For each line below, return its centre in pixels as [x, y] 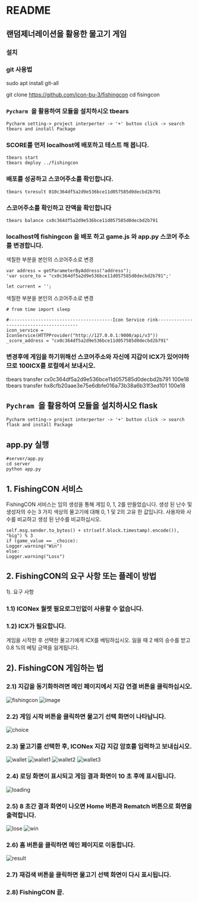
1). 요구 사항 [20, 592]
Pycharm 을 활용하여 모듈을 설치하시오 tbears [67, 111]
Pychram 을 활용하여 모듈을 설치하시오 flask [82, 405]
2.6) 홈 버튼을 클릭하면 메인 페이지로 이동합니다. [71, 845]
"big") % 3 [20, 536]
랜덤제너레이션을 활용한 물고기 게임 [67, 34]
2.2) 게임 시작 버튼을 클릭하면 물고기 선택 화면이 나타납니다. [86, 716]
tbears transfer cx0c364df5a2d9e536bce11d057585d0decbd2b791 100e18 [98, 379]
